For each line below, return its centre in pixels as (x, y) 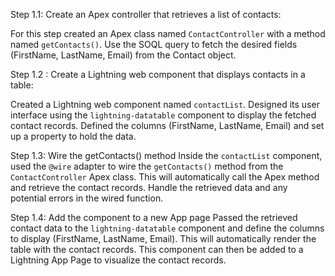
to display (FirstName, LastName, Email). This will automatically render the (163, 238)
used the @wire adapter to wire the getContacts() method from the (147, 166)
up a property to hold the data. (73, 136)
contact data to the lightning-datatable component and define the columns (167, 228)
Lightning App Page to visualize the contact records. (118, 260)
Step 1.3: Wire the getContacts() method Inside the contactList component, (166, 155)
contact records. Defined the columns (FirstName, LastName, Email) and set (167, 125)
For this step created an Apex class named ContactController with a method (168, 33)
